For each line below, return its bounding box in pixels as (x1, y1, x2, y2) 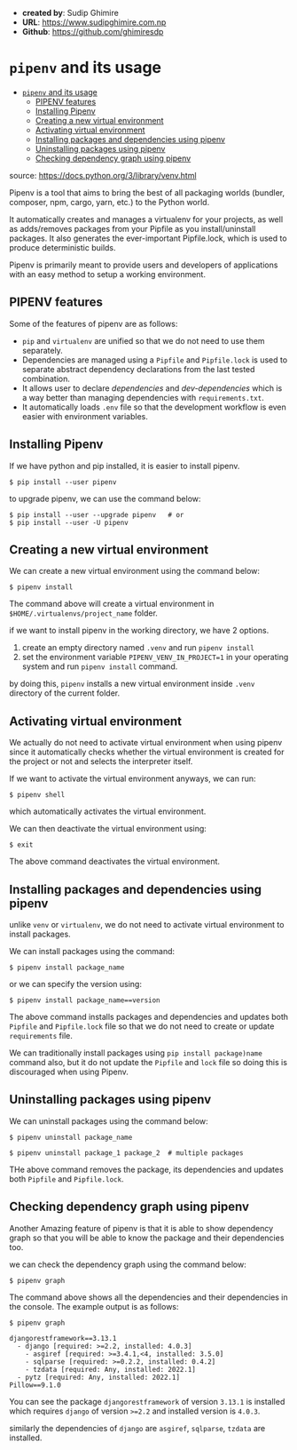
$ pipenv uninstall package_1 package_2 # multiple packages (9, 1148, 244, 1158)
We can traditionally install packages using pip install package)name (9, 1048, 263, 1058)
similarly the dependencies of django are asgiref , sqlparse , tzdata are (9, 1422, 266, 1433)
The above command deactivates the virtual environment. (9, 856, 220, 867)
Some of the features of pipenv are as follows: (9, 318, 178, 329)
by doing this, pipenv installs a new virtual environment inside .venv (9, 679, 255, 689)
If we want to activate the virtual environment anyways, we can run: (9, 773, 256, 785)
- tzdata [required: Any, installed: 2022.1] (25, 1365, 197, 1374)
